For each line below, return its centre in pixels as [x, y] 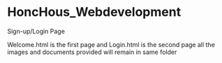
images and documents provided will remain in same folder [92, 52]
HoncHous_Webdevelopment [94, 12]
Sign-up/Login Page [36, 31]
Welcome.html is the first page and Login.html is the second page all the [111, 44]
